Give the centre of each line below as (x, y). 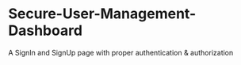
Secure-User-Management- (102, 14)
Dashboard (46, 31)
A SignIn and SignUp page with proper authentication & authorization (121, 52)
